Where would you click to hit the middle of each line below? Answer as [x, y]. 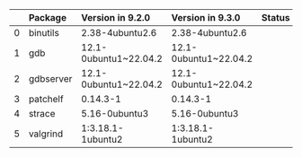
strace [42, 113]
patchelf [46, 99]
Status [275, 17]
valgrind [46, 134]
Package [48, 17]
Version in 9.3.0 [206, 17]
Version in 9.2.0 [115, 17]
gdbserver [50, 78]
